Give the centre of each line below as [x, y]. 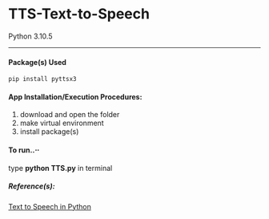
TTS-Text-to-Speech [79, 14]
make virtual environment [62, 123]
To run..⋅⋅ [24, 150]
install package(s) [49, 132]
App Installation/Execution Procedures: [75, 96]
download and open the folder [70, 115]
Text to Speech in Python [50, 206]
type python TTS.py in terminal [60, 168]
